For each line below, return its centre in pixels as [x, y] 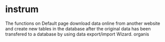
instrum [22, 9]
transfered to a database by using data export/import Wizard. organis [77, 34]
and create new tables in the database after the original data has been [78, 28]
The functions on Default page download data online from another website [83, 23]
